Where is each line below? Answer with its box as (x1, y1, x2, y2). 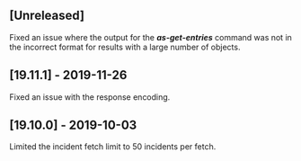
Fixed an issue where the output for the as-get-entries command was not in (9, 31, 292, 42)
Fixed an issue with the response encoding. (9, 91, 171, 103)
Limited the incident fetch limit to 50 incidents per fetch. (9, 141, 217, 152)
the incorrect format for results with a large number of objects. (9, 41, 241, 52)
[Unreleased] (9, 8, 85, 23)
